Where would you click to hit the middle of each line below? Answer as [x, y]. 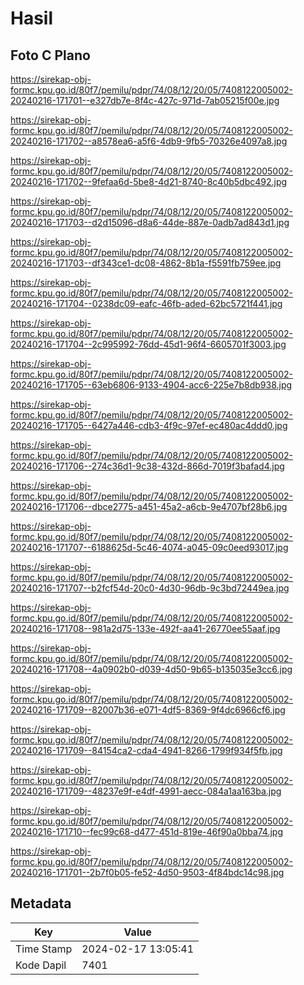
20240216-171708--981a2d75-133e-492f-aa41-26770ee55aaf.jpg [145, 628]
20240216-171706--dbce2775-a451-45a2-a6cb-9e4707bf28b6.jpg [149, 506]
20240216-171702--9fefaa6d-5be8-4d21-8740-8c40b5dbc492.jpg [149, 181]
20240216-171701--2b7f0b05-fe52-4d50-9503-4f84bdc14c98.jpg [147, 872]
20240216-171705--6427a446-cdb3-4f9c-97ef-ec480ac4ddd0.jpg [149, 425]
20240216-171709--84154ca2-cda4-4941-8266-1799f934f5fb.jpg [146, 750]
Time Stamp [44, 949]
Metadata [41, 903]
